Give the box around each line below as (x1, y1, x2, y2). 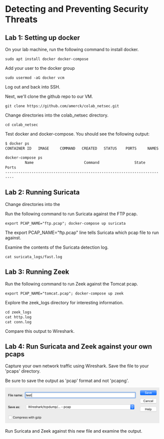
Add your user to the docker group (5, 65, 75, 71)
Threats (5, 14, 38, 25)
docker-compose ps (5, 155, 43, 160)
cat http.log (5, 315, 32, 320)
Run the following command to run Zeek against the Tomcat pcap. (5, 281, 139, 287)
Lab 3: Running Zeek (5, 268, 70, 276)
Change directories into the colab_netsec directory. (5, 112, 109, 118)
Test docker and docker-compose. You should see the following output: (5, 131, 150, 137)
